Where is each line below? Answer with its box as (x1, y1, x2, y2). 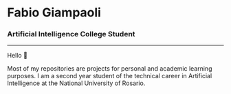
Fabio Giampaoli (7, 5, 102, 21)
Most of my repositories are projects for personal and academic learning (7, 64, 212, 73)
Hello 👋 (7, 51, 27, 60)
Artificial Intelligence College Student (7, 30, 135, 39)
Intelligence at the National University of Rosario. (7, 79, 146, 87)
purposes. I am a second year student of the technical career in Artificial (7, 72, 212, 80)
